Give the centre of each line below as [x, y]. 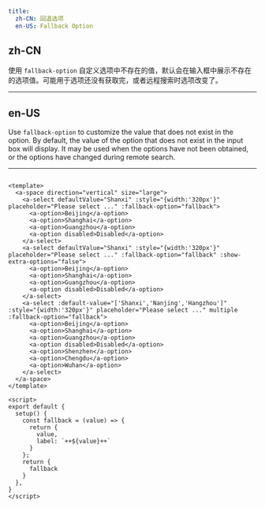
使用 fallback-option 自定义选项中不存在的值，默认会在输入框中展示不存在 [130, 70]
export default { [37, 407]
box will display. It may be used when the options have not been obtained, [129, 149]
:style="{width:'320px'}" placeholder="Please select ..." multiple [123, 310]
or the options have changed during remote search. [92, 157]
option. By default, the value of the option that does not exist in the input [126, 140]
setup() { [31, 414]
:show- [231, 255]
